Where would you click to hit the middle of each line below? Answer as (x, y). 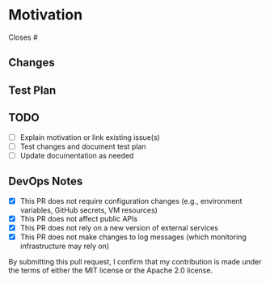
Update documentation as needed (77, 155)
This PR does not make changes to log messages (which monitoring (133, 237)
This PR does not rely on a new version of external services (119, 227)
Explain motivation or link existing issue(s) (90, 137)
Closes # (23, 37)
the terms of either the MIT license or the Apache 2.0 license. (110, 270)
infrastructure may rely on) (65, 246)
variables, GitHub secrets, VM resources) (89, 210)
